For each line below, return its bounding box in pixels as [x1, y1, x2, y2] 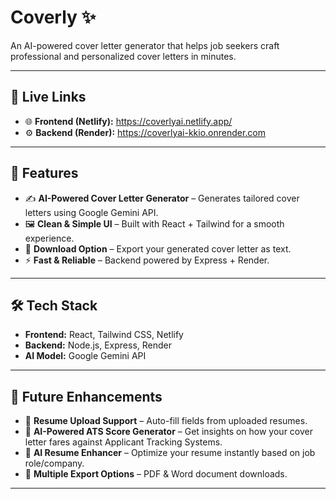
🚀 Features [10, 165, 79, 182]
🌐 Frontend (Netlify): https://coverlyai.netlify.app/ [24, 115, 233, 127]
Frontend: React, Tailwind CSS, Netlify [24, 329, 184, 341]
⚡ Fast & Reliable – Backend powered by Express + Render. [24, 254, 270, 266]
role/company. [24, 457, 85, 470]
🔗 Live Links [10, 89, 87, 106]
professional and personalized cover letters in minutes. [10, 50, 237, 62]
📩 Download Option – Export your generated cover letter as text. [24, 242, 292, 255]
